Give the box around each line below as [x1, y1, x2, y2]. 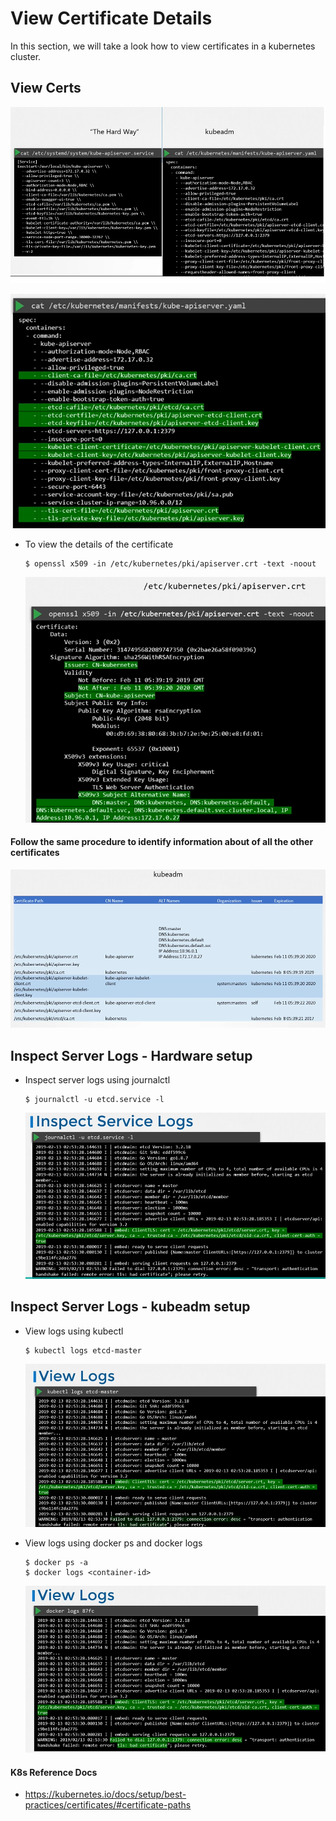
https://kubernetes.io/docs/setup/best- [24, 1788, 187, 1801]
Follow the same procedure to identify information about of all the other [10, 836, 314, 848]
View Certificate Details [10, 7, 213, 30]
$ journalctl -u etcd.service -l [24, 1094, 165, 1104]
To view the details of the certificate [24, 538, 174, 551]
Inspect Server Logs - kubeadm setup [10, 1298, 251, 1316]
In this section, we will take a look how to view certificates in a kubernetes [10, 40, 316, 52]
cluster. [10, 50, 42, 62]
